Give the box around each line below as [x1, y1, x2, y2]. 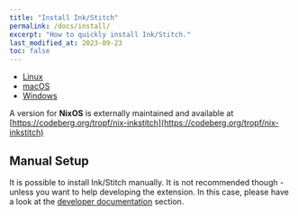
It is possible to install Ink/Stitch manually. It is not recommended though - [9, 176, 284, 187]
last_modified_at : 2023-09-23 [9, 38, 123, 48]
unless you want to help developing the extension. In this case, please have [9, 186, 290, 197]
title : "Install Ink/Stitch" [9, 13, 119, 22]
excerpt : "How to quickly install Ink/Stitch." [9, 30, 192, 39]
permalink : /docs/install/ [9, 22, 111, 31]
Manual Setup [9, 153, 90, 168]
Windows [22, 91, 58, 102]
